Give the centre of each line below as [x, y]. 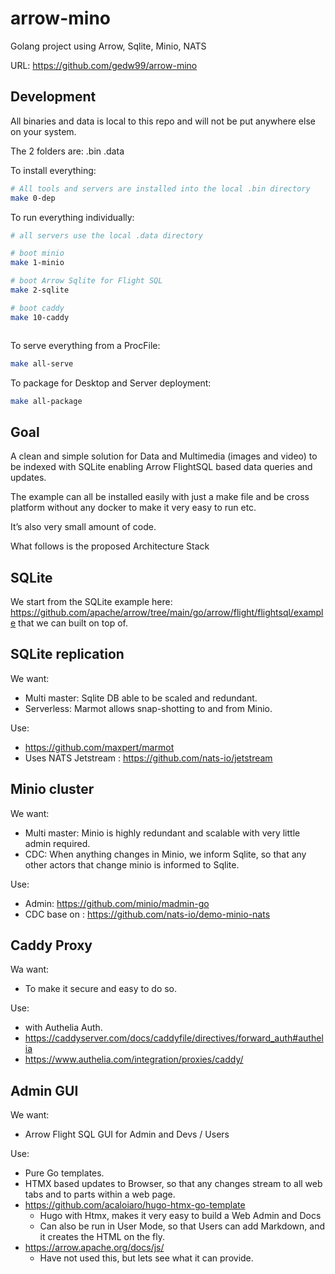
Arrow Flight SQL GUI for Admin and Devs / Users [127, 1134]
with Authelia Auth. [63, 1028]
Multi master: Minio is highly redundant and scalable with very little [162, 833]
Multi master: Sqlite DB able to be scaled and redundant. [141, 698]
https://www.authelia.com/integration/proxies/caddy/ [134, 1059]
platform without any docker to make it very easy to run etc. [133, 508]
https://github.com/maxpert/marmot [99, 747]
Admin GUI [44, 1090]
